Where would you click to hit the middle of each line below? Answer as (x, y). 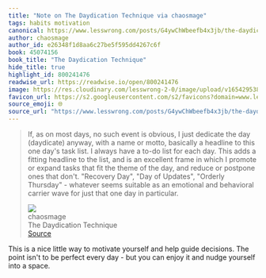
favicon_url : (30, 97)
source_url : (28, 112)
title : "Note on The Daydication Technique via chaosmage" (108, 15)
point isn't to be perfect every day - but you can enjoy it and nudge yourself (132, 257)
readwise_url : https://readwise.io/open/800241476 (93, 82)
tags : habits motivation (49, 23)
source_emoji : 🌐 (36, 104)
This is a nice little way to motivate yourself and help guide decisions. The (129, 249)
